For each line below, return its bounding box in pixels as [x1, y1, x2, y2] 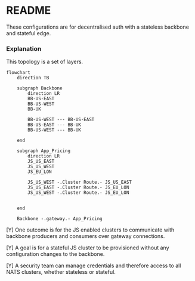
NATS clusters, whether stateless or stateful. [6, 268, 116, 276]
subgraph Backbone [17, 85, 63, 91]
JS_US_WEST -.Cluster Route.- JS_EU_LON [27, 190, 129, 196]
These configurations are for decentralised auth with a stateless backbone [6, 23, 190, 30]
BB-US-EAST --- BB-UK [27, 122, 82, 128]
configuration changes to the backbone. [6, 251, 105, 258]
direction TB [17, 75, 49, 81]
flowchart [6, 70, 31, 76]
